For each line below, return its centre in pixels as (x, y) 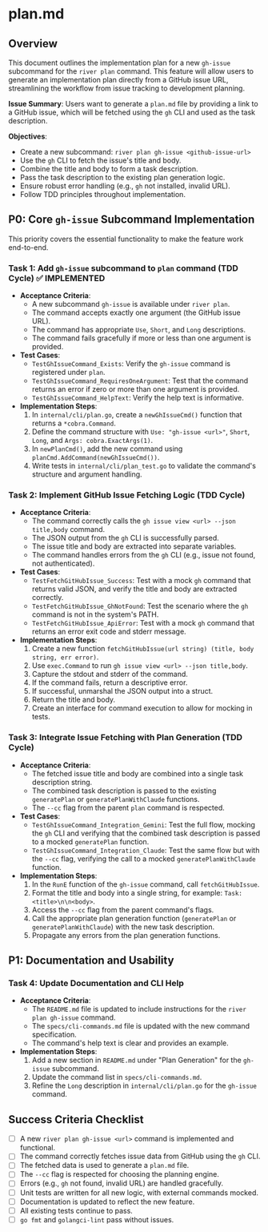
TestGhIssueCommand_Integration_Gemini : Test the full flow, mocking (144, 824)
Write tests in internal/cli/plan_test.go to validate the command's (144, 466)
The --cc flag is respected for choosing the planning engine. (120, 1174)
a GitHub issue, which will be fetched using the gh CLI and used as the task (132, 112)
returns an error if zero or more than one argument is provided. (136, 389)
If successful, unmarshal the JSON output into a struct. (122, 691)
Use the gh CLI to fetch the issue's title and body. (100, 160)
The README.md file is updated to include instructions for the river (139, 1009)
